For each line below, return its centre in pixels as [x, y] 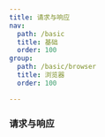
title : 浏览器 [41, 75]
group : [21, 58]
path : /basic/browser [57, 67]
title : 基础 [38, 42]
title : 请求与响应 [40, 17]
